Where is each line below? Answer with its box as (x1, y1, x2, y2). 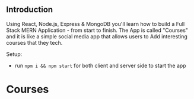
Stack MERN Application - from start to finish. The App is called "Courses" (6, 27, 189, 34)
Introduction (6, 5, 53, 15)
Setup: (6, 50, 23, 58)
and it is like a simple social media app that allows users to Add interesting (6, 32, 188, 40)
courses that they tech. (6, 39, 63, 46)
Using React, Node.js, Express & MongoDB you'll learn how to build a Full (6, 20, 185, 27)
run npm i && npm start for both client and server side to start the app (14, 62, 186, 69)
